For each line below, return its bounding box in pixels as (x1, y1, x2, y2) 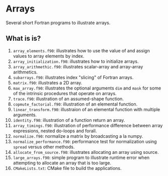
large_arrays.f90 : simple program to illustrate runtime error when (13, 154, 150, 160)
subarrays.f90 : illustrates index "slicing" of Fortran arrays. (13, 74, 134, 80)
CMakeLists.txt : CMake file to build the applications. (13, 165, 122, 171)
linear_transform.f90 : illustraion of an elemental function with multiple (13, 106, 160, 112)
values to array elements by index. (13, 53, 85, 59)
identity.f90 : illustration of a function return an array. (13, 117, 125, 123)
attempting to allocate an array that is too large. (13, 159, 112, 166)
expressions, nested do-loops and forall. (13, 128, 97, 134)
